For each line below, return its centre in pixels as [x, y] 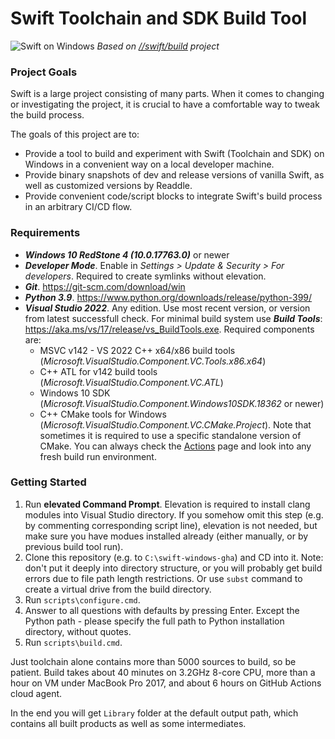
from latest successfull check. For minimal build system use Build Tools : [173, 318]
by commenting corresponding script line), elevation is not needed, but [171, 525]
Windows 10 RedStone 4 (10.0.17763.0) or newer [127, 254]
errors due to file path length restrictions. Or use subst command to [163, 578]
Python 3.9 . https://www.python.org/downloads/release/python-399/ [168, 297]
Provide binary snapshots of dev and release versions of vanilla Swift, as [174, 175]
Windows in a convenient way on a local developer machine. [149, 164]
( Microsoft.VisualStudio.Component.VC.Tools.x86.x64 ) [153, 361]
